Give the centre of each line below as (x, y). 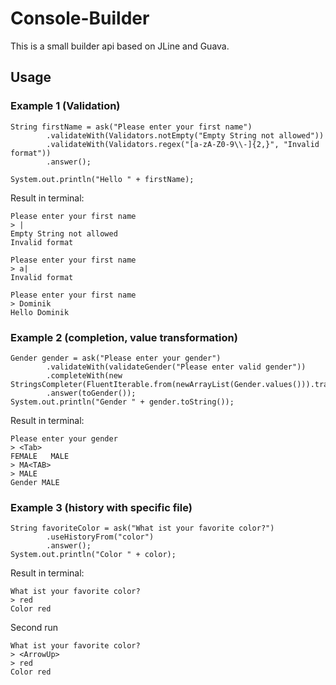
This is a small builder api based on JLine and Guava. (120, 46)
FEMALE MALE (40, 456)
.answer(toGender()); (91, 393)
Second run (34, 628)
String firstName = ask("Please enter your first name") (131, 127)
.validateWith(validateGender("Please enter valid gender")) (176, 367)
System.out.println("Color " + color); (93, 555)
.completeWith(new (84, 375)
